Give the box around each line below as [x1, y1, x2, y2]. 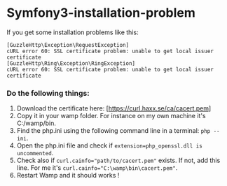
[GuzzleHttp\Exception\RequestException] [6, 41, 130, 48]
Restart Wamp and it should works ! [16, 171, 120, 180]
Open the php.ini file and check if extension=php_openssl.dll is [16, 141, 202, 150]
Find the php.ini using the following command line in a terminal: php [16, 127, 211, 135]
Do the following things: [6, 88, 90, 98]
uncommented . [16, 149, 54, 157]
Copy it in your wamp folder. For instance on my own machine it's [16, 112, 206, 120]
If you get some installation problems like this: [6, 28, 139, 36]
